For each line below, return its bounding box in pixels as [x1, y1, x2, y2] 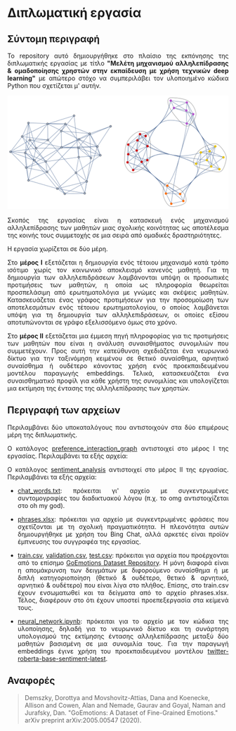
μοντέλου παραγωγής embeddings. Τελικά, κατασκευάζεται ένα [7, 369, 229, 377]
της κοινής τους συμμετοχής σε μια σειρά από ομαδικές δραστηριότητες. [7, 231, 222, 239]
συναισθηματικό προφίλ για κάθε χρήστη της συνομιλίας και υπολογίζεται [7, 376, 229, 385]
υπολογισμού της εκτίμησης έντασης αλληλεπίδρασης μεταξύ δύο [17, 632, 229, 640]
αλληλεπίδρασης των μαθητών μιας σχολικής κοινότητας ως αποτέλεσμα [7, 223, 229, 231]
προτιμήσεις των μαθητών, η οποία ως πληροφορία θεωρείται [7, 280, 229, 289]
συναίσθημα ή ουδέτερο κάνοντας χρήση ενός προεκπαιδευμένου [7, 361, 229, 370]
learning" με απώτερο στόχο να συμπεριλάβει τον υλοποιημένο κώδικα [7, 74, 229, 82]
